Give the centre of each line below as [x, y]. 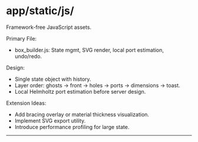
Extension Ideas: [26, 103]
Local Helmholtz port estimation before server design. [80, 91]
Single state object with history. [53, 79]
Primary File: [22, 38]
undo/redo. [28, 56]
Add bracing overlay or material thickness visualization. [82, 114]
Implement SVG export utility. [50, 120]
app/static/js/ [40, 11]
